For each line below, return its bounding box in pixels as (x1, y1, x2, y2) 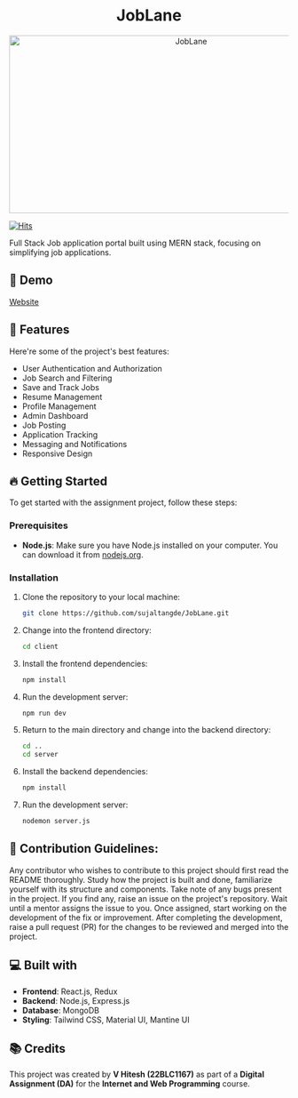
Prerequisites (9, 519, 68, 532)
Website (9, 296, 40, 307)
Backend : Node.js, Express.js (21, 995, 130, 1006)
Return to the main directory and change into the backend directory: (21, 725, 271, 735)
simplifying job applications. (9, 246, 112, 258)
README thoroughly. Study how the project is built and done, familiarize (9, 874, 273, 885)
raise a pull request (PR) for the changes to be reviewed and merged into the (9, 921, 289, 932)
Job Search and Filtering (21, 373, 113, 383)
